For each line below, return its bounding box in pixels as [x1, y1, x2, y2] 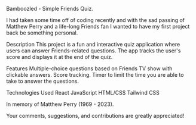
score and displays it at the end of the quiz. [6, 54, 113, 60]
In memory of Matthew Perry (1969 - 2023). [6, 101, 114, 108]
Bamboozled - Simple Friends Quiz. [6, 5, 94, 12]
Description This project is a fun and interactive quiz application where [6, 41, 180, 48]
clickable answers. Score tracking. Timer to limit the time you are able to [6, 71, 184, 78]
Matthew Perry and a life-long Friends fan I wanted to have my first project [6, 23, 190, 30]
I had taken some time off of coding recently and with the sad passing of [6, 17, 185, 23]
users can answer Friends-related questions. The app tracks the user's [6, 47, 181, 54]
